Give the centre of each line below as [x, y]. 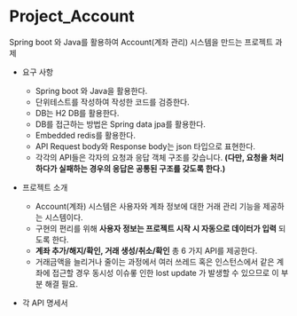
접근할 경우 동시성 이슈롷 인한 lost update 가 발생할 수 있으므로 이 [165, 273]
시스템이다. [64, 217]
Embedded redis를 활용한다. [85, 135]
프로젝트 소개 [45, 187]
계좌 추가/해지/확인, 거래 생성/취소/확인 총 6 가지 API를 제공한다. [146, 250]
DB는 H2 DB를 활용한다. [77, 113]
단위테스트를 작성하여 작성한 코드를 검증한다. [112, 102]
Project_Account [72, 16]
